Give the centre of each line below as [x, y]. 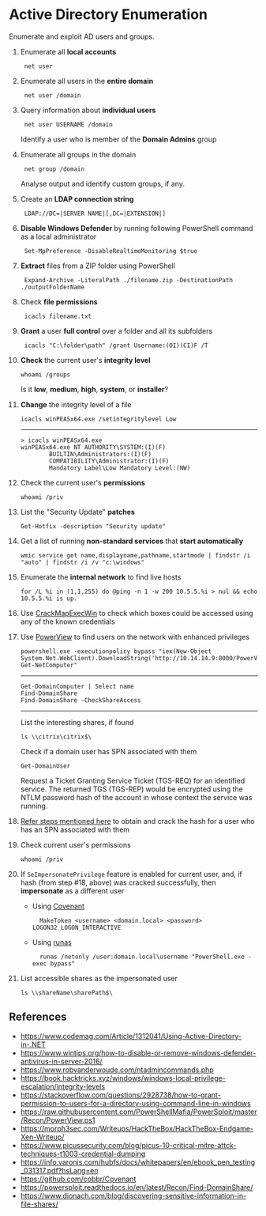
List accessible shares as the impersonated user [99, 978]
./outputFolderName [52, 287]
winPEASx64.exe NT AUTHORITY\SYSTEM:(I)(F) [93, 447]
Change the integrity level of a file [76, 404]
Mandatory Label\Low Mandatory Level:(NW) [120, 468]
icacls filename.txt [58, 316]
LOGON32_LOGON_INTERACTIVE [77, 927]
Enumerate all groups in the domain [78, 154]
